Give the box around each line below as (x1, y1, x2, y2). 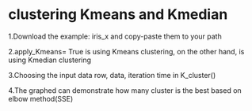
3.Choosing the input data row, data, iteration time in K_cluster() (8, 70, 216, 80)
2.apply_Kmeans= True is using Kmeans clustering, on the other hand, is (8, 46, 245, 56)
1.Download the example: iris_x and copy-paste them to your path (8, 31, 222, 41)
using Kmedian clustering (8, 55, 92, 65)
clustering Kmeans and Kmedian (8, 6, 228, 24)
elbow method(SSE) (8, 94, 74, 103)
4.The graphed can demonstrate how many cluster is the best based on (8, 85, 242, 95)
